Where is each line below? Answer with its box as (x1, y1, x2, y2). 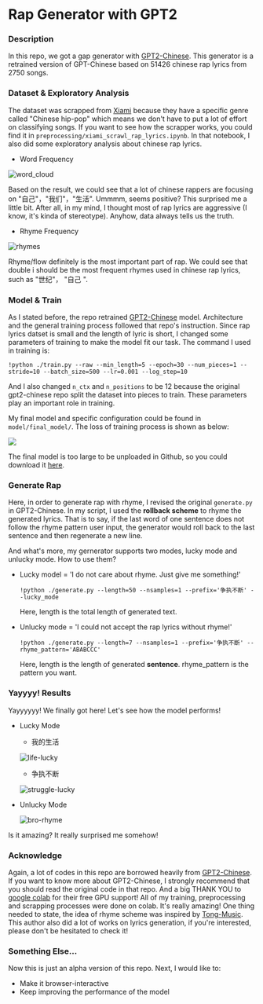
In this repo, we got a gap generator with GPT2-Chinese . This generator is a (8, 51, 254, 60)
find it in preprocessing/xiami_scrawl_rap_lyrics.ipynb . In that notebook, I (8, 130, 250, 140)
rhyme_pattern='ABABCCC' (19, 646, 101, 654)
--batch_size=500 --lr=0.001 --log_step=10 (42, 368, 188, 376)
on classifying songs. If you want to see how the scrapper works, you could (8, 122, 253, 131)
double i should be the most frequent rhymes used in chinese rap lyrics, (8, 265, 241, 274)
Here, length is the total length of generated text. (19, 607, 178, 617)
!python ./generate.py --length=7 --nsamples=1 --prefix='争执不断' (19, 639, 244, 647)
